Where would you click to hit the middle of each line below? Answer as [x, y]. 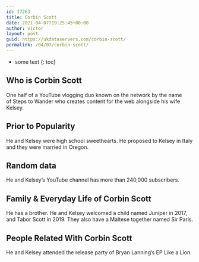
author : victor [25, 28]
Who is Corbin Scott [44, 81]
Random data [31, 165]
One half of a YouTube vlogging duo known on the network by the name [94, 95]
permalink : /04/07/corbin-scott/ [48, 45]
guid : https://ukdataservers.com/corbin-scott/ [66, 39]
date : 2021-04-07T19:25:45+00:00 [48, 23]
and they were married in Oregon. [48, 147]
